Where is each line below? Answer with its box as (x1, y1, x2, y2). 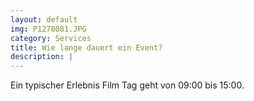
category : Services (10, 33, 92, 43)
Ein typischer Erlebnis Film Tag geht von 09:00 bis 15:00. (10, 79, 245, 91)
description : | (10, 52, 74, 62)
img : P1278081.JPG (10, 24, 87, 34)
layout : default (10, 14, 78, 25)
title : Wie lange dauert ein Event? (10, 42, 163, 53)
